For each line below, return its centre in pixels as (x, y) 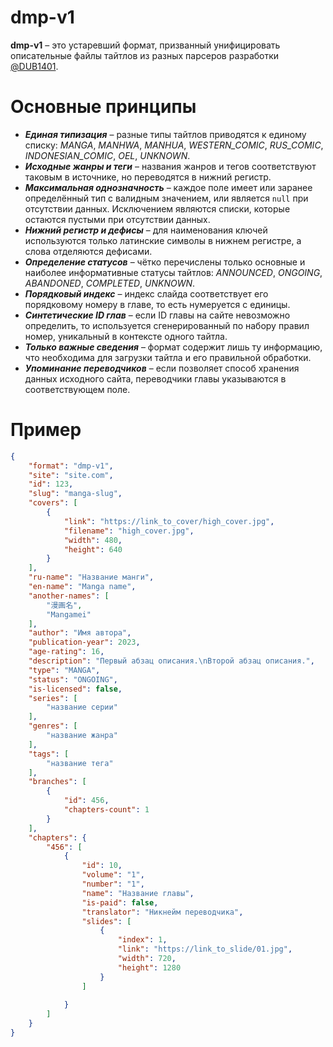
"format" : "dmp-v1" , (71, 466)
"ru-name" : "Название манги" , (91, 577)
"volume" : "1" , (113, 875)
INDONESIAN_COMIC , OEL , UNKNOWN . (107, 155)
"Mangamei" (69, 614)
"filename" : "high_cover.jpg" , (129, 531)
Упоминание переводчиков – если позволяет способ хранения (162, 368)
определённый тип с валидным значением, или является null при (166, 198)
